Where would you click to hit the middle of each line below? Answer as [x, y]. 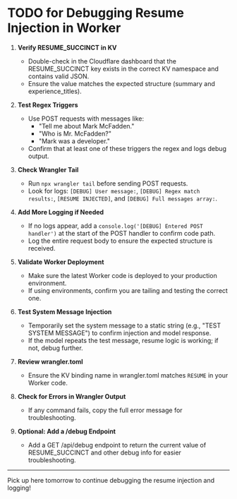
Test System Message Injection [65, 311]
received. [42, 248]
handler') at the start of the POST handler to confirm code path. [122, 233]
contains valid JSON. [59, 76]
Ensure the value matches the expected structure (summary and [121, 83]
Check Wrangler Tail [48, 169]
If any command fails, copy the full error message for [105, 410]
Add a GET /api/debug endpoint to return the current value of [117, 445]
